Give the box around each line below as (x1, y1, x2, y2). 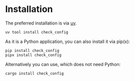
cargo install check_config (5, 71, 64, 76)
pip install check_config (5, 48, 59, 53)
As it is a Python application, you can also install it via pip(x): (5, 38, 130, 44)
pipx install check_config (5, 52, 62, 57)
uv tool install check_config (5, 29, 69, 34)
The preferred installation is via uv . (5, 20, 77, 26)
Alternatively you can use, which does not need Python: (5, 61, 121, 67)
